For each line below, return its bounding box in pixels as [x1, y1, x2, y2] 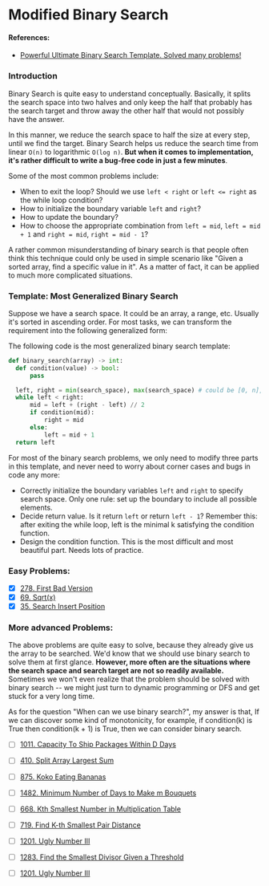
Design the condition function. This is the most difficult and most [19, 536, 234, 547]
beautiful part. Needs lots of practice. [19, 545, 144, 555]
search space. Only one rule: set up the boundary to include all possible [19, 494, 258, 503]
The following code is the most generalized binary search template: [8, 341, 231, 351]
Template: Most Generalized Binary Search [8, 291, 179, 302]
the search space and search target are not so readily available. [8, 666, 224, 676]
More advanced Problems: [8, 622, 114, 633]
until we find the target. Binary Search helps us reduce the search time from [8, 138, 259, 148]
